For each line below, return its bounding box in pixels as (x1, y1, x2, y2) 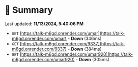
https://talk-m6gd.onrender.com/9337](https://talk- (21, 40, 125, 46)
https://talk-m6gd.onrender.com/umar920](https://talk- (21, 51, 133, 57)
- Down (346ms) (67, 35, 102, 41)
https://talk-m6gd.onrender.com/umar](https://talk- (21, 30, 125, 36)
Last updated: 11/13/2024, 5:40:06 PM (4, 21, 84, 27)
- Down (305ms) (75, 56, 110, 62)
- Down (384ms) (67, 46, 102, 52)
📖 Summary (4, 4, 53, 16)
